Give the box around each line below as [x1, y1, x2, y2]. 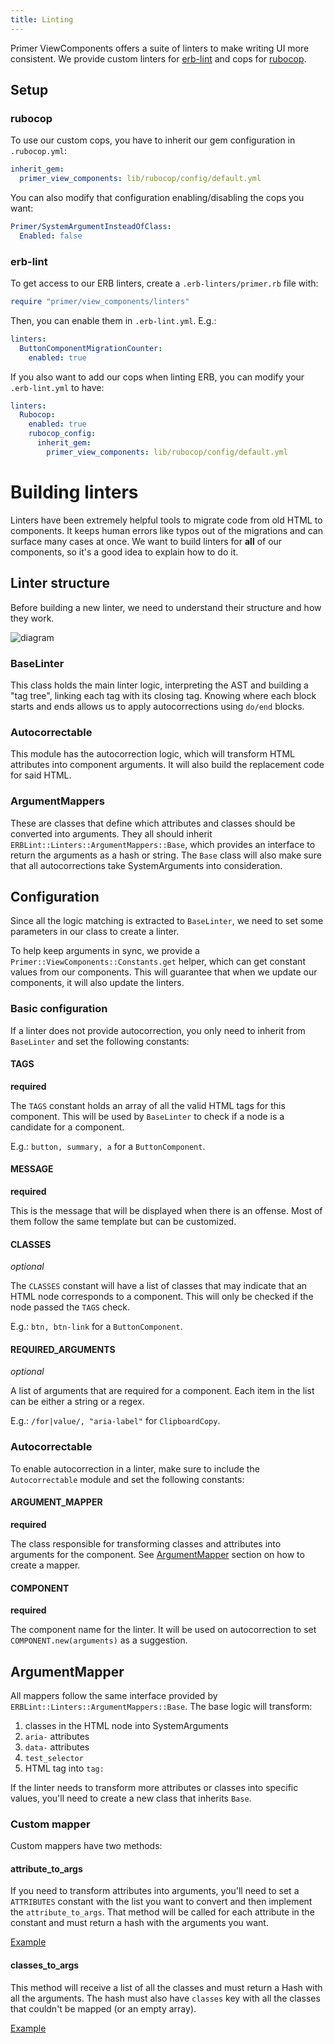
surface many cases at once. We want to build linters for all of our [10, 535, 283, 547]
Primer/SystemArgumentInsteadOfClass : [10, 222, 172, 232]
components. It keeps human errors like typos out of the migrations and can [10, 524, 323, 536]
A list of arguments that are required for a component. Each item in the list [10, 1385, 315, 1397]
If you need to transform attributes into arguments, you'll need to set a [10, 1885, 300, 1897]
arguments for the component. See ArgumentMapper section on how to [10, 1548, 305, 1560]
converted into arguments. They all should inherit [10, 827, 213, 840]
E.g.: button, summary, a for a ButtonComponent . [10, 1140, 206, 1152]
